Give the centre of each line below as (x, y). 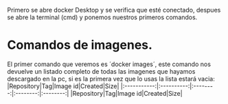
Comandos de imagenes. (80, 45)
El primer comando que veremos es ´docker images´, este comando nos (109, 64)
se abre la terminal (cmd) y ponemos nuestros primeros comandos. (102, 17)
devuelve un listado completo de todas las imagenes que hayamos (101, 71)
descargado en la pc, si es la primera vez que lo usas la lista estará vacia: (111, 79)
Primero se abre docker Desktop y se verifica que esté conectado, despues (114, 10)
